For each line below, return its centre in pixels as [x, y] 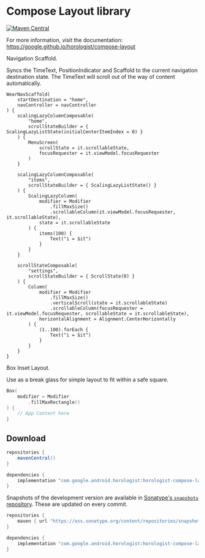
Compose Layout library [69, 11]
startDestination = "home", [53, 100]
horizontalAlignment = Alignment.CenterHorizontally [107, 319]
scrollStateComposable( [48, 265]
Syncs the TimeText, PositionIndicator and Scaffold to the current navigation [102, 70]
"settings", [44, 271]
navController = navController [57, 105]
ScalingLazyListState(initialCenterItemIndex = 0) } [75, 132]
